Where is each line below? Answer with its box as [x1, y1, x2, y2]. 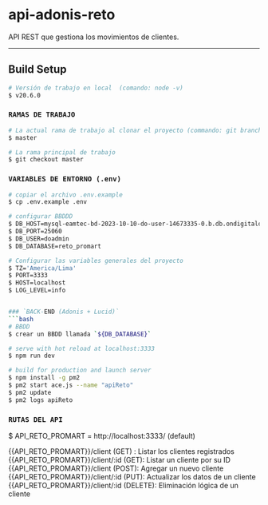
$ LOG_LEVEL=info [8, 286, 66, 295]
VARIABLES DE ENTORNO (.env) [8, 174, 122, 184]
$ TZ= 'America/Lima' [8, 264, 77, 272]
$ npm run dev [8, 352, 56, 360]
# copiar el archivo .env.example [8, 190, 124, 199]
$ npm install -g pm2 [8, 374, 81, 382]
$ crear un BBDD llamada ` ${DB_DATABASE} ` [8, 330, 152, 338]
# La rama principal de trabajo [8, 148, 116, 157]
